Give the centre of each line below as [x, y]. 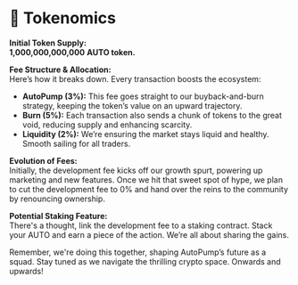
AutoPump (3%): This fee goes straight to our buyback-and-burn [143, 96]
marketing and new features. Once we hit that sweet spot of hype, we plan [146, 179]
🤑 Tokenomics [62, 18]
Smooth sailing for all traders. [76, 143]
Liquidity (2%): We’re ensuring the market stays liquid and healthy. [145, 134]
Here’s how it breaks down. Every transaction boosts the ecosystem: [135, 78]
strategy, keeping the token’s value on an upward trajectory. [132, 105]
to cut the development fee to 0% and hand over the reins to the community [149, 189]
